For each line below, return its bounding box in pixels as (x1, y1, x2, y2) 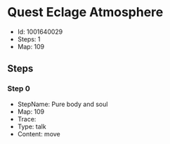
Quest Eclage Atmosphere (7, 4, 164, 20)
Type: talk (17, 122, 47, 131)
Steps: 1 (17, 34, 41, 43)
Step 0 (7, 84, 30, 93)
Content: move (17, 129, 61, 138)
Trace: (17, 114, 37, 123)
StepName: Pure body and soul (17, 100, 108, 108)
